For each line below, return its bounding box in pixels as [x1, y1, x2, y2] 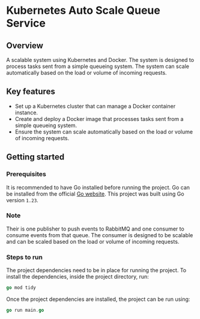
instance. [14, 109, 38, 116]
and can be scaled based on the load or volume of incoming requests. [6, 238, 180, 245]
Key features [6, 87, 55, 97]
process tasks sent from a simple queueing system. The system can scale [6, 63, 189, 70]
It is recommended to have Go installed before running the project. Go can [6, 184, 190, 191]
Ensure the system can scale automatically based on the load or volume [14, 128, 193, 135]
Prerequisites [6, 170, 46, 178]
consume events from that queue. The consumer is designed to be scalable [6, 231, 193, 238]
